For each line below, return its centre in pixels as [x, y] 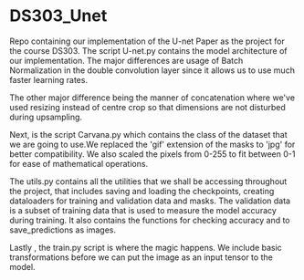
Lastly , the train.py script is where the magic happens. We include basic [146, 247]
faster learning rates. [49, 79]
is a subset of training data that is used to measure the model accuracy [143, 210]
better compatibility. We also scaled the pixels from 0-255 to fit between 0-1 [152, 154]
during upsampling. [46, 117]
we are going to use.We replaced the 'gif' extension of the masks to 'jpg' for [152, 144]
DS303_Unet [58, 16]
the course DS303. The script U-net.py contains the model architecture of [148, 50]
